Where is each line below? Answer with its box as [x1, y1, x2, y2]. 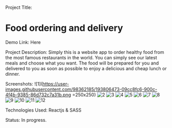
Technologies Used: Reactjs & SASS [5, 107, 82, 113]
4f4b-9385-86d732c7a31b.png [5, 92, 71, 98]
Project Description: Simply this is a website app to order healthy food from [5, 49, 164, 55]
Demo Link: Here [5, 39, 41, 45]
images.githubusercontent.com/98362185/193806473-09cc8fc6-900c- [5, 86, 158, 92]
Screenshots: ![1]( [5, 80, 43, 87]
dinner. [5, 71, 21, 77]
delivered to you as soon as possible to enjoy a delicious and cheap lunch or [5, 65, 167, 71]
